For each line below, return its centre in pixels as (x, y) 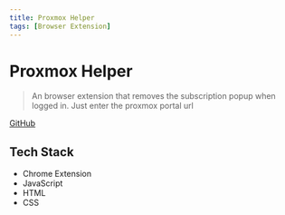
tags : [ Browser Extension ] (60, 26)
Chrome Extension (57, 174)
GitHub (23, 123)
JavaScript (43, 183)
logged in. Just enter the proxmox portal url (113, 106)
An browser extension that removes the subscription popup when (153, 96)
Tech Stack (42, 152)
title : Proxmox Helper (52, 18)
